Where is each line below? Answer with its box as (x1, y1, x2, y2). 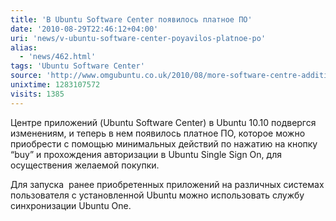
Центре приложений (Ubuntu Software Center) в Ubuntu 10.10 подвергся (10, 116, 317, 128)
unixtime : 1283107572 (10, 80, 101, 90)
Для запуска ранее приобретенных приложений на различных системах (10, 178, 325, 190)
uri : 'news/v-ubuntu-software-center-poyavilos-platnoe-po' (10, 33, 267, 43)
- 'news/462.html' (19, 52, 97, 62)
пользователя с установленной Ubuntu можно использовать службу (10, 189, 305, 201)
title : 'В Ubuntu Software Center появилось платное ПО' (10, 14, 253, 25)
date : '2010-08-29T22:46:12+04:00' (10, 24, 159, 34)
